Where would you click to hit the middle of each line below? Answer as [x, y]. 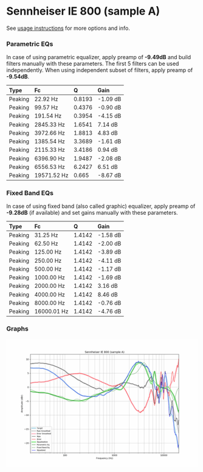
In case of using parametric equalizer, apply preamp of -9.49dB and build [99, 57]
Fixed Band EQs [30, 193]
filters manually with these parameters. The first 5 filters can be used [93, 64]
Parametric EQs [30, 44]
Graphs [17, 329]
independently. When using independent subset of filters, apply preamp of [100, 70]
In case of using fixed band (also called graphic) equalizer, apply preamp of [101, 206]
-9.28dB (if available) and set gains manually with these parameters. [92, 213]
